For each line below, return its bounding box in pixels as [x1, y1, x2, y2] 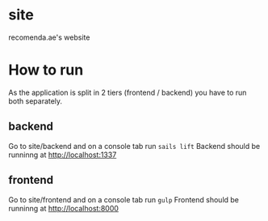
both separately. [8, 96, 63, 106]
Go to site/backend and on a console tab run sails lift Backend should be [8, 141, 261, 151]
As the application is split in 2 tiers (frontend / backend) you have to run [8, 87, 247, 97]
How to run [8, 61, 84, 79]
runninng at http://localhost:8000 [8, 203, 119, 213]
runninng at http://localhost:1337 [8, 150, 117, 159]
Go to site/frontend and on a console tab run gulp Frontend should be [8, 194, 240, 204]
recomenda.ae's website [8, 32, 90, 42]
